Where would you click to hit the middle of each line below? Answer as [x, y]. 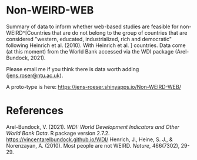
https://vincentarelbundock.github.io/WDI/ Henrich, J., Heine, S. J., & [89, 139]
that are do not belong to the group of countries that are [120, 32]
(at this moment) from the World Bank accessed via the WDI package [90, 51]
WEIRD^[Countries [29, 32]
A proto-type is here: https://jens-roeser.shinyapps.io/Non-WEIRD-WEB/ [94, 86]
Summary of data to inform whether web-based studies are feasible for [92, 26]
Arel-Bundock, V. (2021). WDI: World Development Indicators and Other [93, 126]
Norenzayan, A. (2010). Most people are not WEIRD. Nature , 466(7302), [93, 145]
